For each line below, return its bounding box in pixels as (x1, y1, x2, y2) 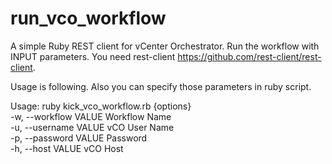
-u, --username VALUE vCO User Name (10, 121, 175, 133)
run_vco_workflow (10, 7, 167, 30)
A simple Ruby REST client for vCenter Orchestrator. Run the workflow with (10, 40, 320, 52)
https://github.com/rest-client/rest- (177, 50, 322, 62)
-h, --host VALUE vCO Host (10, 142, 124, 154)
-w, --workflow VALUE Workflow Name (10, 110, 172, 122)
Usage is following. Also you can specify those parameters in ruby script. (10, 80, 312, 92)
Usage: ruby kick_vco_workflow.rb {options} (10, 100, 192, 112)
